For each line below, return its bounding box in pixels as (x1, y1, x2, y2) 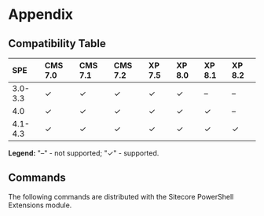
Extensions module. (8, 200, 72, 210)
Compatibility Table (8, 37, 106, 50)
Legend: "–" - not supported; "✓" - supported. (8, 148, 159, 158)
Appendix (8, 5, 73, 24)
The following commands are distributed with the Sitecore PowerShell (8, 192, 234, 201)
